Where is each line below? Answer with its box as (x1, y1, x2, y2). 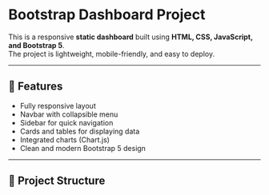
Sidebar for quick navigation (19, 117, 114, 127)
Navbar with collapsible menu (19, 109, 118, 119)
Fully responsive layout (19, 101, 96, 110)
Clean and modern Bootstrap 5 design (19, 143, 147, 153)
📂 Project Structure (8, 174, 106, 188)
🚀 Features (8, 80, 63, 94)
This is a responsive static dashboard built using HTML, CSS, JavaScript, (8, 32, 254, 42)
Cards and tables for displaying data (19, 126, 140, 136)
